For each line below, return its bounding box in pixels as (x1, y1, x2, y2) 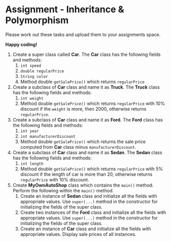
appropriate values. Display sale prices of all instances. (20, 231, 137, 237)
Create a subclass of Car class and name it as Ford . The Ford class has (12, 116, 163, 123)
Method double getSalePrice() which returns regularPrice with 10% (20, 100, 165, 106)
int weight (20, 96, 44, 101)
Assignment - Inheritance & (5, 4, 125, 15)
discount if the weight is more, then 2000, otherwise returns (20, 106, 146, 112)
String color (20, 74, 48, 79)
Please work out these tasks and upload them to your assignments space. (5, 31, 161, 37)
